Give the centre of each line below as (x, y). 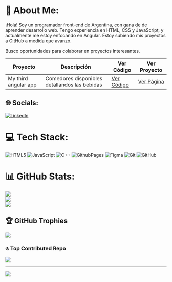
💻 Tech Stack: (37, 137)
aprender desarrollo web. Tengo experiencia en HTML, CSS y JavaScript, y (84, 30)
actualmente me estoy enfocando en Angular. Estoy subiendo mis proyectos (85, 35)
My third (18, 78)
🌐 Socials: (22, 103)
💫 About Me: (32, 10)
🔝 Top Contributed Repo (36, 249)
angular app (22, 85)
